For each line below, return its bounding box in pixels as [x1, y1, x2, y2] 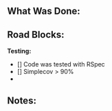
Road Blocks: [7, 29, 65, 40]
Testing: [7, 47, 32, 56]
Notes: [7, 95, 36, 106]
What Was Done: [7, 5, 80, 17]
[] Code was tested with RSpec [16, 60, 105, 69]
